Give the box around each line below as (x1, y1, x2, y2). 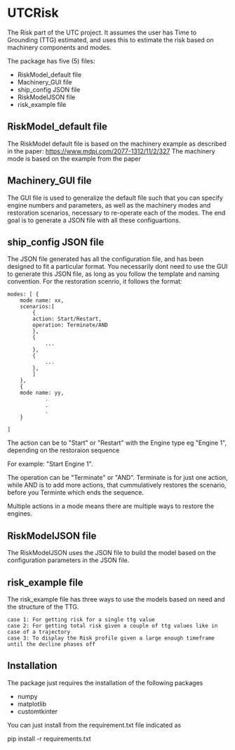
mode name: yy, (20, 389, 65, 397)
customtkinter (17, 707, 58, 716)
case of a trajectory (7, 628, 71, 635)
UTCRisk (7, 5, 59, 21)
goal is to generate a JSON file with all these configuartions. (7, 216, 181, 224)
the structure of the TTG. (7, 603, 79, 611)
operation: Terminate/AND (32, 322, 109, 329)
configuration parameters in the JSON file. (7, 556, 130, 564)
